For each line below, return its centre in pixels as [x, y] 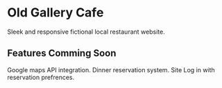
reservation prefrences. [41, 77]
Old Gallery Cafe [55, 13]
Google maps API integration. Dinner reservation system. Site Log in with [111, 69]
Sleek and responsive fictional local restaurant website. [86, 32]
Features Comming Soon [62, 53]
